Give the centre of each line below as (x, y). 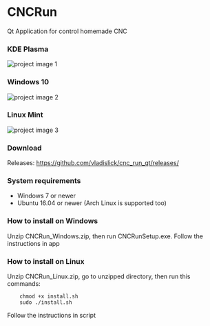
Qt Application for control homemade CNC (67, 31)
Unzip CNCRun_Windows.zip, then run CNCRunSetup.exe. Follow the (105, 236)
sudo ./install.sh (46, 303)
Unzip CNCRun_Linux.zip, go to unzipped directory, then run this (99, 276)
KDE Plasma (28, 49)
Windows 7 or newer (46, 196)
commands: (24, 284)
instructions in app (33, 243)
